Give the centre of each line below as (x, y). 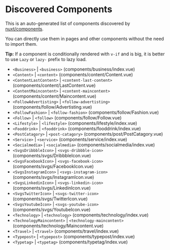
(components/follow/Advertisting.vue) (52, 107)
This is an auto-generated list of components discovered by (68, 23)
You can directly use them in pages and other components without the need (84, 39)
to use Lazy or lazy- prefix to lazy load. (46, 59)
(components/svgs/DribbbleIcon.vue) (52, 155)
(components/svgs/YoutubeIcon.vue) (52, 209)
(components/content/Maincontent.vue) (54, 96)
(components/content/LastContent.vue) (54, 85)
